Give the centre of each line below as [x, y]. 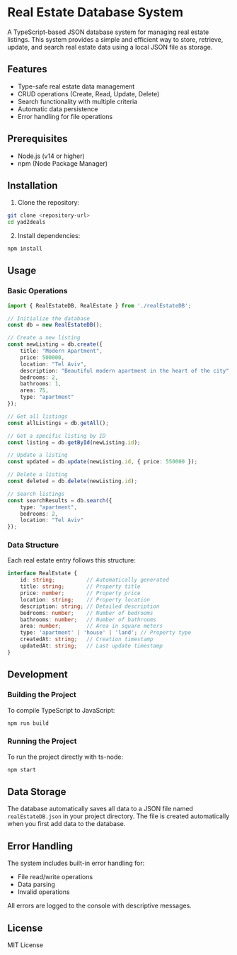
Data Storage [37, 792]
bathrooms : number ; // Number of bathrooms [88, 620]
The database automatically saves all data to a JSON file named [100, 809]
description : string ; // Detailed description [90, 606]
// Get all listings [38, 416]
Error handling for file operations [65, 116]
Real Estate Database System [96, 12]
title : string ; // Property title [80, 587]
